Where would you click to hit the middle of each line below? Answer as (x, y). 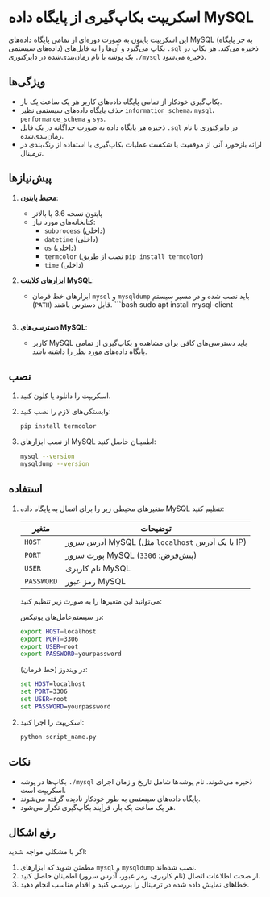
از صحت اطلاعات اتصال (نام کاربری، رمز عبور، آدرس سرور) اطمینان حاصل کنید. (140, 876)
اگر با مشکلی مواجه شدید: (48, 852)
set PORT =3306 (44, 692)
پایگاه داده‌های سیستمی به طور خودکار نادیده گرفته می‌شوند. (110, 799)
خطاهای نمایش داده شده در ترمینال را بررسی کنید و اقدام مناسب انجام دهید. (135, 885)
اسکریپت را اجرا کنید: (52, 722)
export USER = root (49, 646)
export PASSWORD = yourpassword (71, 654)
